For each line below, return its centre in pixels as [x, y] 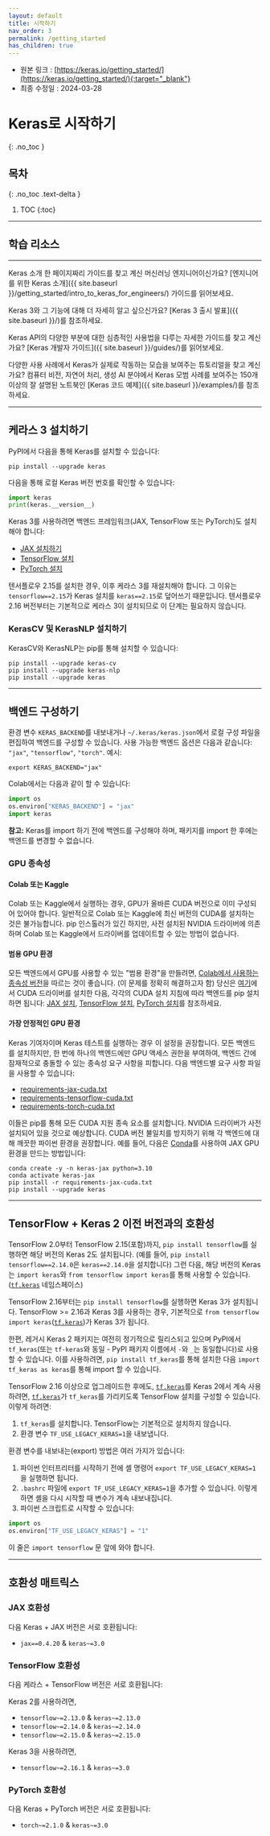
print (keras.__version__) [51, 505]
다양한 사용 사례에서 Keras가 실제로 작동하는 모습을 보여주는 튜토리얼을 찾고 [127, 364]
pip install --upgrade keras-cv [62, 663]
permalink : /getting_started [57, 38]
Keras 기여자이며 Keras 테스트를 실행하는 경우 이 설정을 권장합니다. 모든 [121, 1042]
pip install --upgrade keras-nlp [64, 670]
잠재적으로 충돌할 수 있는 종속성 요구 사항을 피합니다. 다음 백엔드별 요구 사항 [127, 1063]
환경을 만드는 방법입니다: [47, 1153]
